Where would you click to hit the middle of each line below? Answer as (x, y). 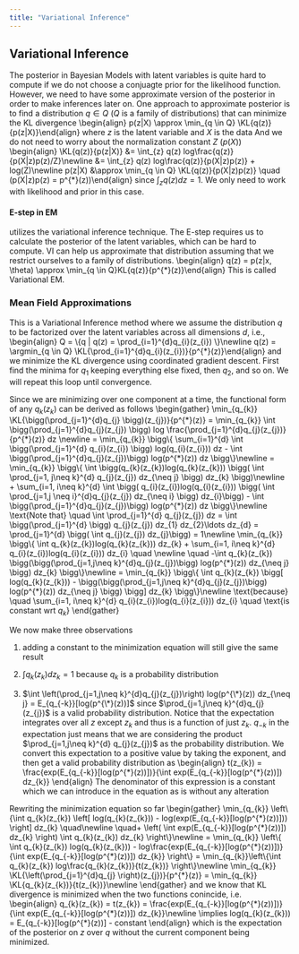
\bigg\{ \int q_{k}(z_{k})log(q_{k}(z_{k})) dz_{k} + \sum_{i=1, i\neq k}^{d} (142, 544)
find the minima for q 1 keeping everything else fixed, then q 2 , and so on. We (149, 371)
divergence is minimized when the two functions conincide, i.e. (125, 894)
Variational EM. (37, 279)
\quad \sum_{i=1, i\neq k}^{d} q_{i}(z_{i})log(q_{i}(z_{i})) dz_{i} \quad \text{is (149, 601)
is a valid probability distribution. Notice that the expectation (163, 712)
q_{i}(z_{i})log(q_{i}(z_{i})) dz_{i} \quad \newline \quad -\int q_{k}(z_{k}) (141, 554)
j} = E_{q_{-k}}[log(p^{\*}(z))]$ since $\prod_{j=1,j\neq (122, 703)
